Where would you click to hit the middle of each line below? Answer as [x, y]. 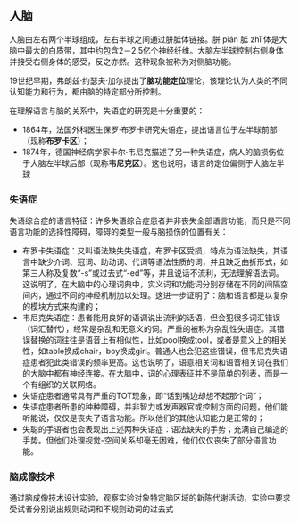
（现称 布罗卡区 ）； [55, 140]
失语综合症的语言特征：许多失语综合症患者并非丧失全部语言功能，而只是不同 [150, 220]
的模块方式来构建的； [61, 307]
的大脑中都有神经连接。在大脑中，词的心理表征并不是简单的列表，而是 [151, 374]
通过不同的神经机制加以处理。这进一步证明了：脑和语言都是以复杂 [167, 295]
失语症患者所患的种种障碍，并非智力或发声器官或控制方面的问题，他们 [151, 407]
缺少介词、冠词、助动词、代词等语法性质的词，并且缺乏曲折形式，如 [163, 262]
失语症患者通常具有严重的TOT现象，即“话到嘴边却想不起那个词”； [143, 396]
